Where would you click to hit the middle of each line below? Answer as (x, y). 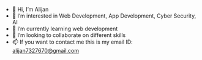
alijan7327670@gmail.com (46, 51)
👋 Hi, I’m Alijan (30, 9)
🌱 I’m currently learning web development (65, 28)
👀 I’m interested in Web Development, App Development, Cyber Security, (104, 16)
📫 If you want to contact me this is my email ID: (72, 42)
